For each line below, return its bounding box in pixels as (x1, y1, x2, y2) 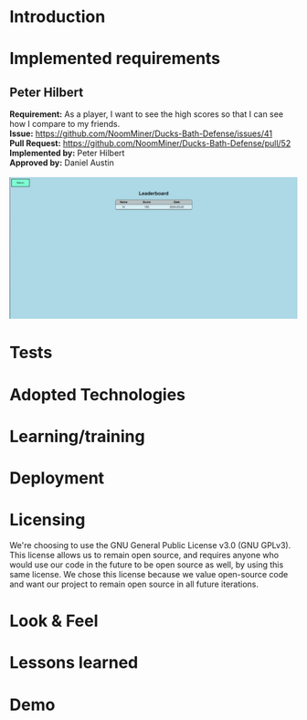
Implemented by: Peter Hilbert (9, 148, 125, 159)
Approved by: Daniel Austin (9, 157, 114, 168)
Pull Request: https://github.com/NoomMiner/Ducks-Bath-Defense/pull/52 (9, 138, 291, 149)
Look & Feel (9, 610, 99, 631)
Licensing (9, 510, 86, 531)
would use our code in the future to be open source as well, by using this (9, 559, 284, 570)
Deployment (9, 468, 105, 488)
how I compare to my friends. (9, 119, 121, 130)
